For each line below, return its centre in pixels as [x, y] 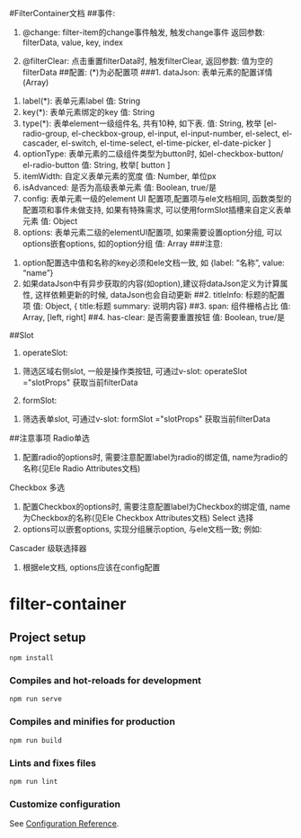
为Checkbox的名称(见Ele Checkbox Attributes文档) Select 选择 [138, 518]
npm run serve [36, 700]
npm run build [36, 740]
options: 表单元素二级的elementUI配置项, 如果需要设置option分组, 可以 [152, 232]
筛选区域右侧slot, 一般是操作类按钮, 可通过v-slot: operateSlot [135, 371]
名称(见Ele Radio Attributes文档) [81, 468]
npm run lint [34, 781]
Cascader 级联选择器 [48, 548]
